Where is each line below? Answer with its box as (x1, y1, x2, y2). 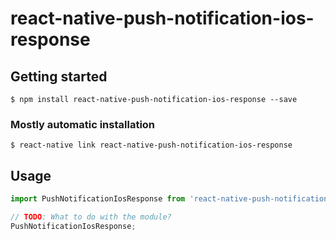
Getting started (10, 68, 108, 85)
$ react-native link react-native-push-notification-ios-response (10, 140, 293, 151)
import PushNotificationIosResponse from (10, 194, 186, 204)
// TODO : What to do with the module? (10, 212, 172, 222)
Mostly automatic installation (10, 117, 156, 131)
